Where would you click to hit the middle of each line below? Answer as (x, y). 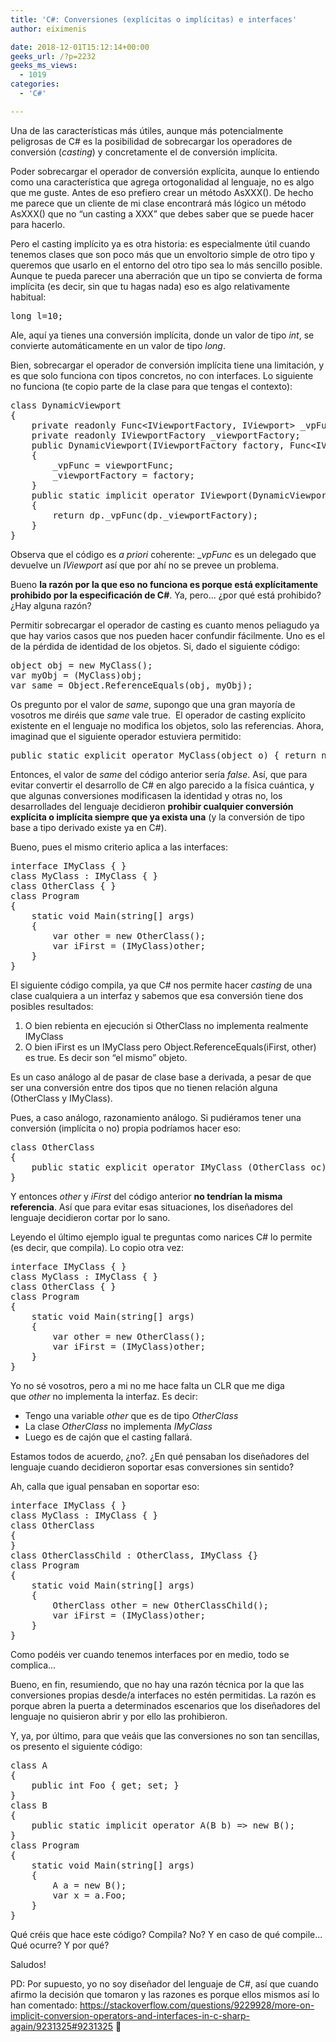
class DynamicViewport (66, 405)
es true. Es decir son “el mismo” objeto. (106, 1057)
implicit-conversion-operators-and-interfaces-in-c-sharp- (130, 2015)
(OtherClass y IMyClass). (61, 1098)
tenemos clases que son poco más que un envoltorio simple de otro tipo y (162, 254)
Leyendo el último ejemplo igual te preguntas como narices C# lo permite (161, 1237)
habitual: (28, 297)
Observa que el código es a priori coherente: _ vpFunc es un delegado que (163, 554)
